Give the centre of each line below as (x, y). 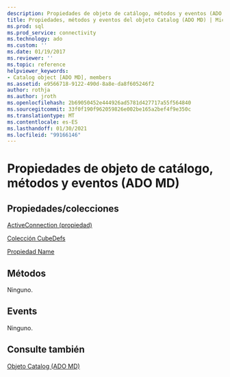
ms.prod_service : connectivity (52, 33)
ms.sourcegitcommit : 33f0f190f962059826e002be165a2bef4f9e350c (99, 109)
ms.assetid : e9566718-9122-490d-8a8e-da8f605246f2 (81, 84)
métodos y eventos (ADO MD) (93, 183)
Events (22, 311)
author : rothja (29, 90)
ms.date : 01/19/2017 (37, 52)
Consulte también (46, 350)
